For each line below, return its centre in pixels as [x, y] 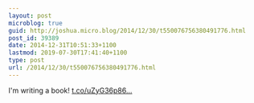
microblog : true [35, 23]
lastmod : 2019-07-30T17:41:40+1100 [68, 53]
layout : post [30, 16]
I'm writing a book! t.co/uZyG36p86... [70, 90]
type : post [27, 61]
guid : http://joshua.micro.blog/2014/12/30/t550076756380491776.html [127, 30]
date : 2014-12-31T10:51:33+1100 [62, 46]
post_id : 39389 [34, 38]
